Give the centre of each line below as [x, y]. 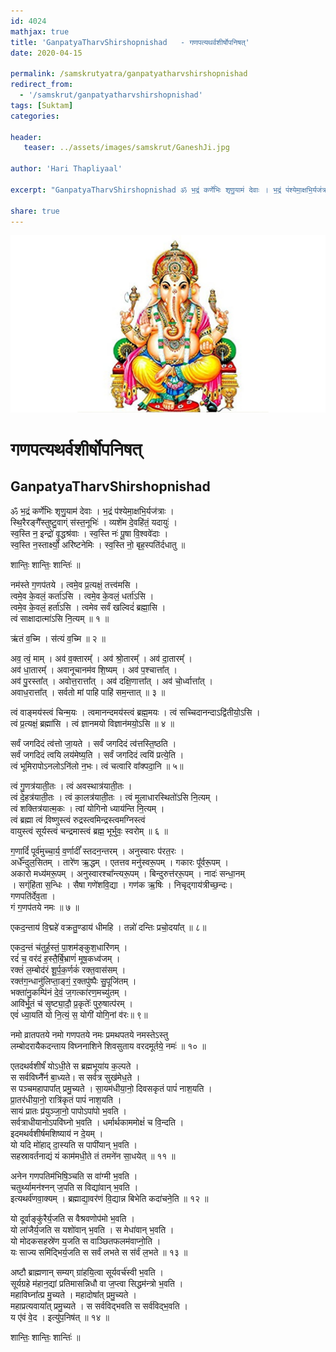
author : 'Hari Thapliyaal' [66, 169]
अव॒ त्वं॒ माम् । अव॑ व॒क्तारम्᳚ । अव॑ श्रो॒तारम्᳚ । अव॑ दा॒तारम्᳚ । [101, 658]
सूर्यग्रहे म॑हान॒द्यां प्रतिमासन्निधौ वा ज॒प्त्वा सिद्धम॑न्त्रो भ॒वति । [97, 1283]
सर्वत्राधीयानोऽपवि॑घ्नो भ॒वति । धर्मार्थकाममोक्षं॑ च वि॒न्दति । [97, 1122]
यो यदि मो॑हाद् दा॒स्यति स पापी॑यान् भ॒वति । [74, 1144]
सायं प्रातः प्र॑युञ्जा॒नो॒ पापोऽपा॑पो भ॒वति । [69, 1111]
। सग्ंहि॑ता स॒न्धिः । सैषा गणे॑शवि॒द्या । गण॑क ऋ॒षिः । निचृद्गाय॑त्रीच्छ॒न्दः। [121, 884]
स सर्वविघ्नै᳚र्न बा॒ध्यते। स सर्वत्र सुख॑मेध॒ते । [75, 1077]
